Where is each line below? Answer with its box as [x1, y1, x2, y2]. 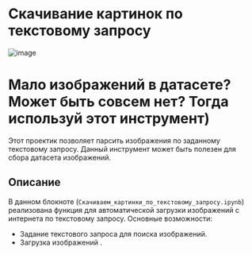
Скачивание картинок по [8, 5, 184, 23]
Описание [8, 176, 61, 189]
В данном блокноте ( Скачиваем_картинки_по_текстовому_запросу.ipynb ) [8, 196, 245, 207]
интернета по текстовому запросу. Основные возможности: [8, 214, 212, 223]
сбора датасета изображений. [8, 153, 112, 162]
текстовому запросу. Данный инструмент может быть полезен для [8, 144, 236, 153]
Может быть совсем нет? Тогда [8, 93, 229, 111]
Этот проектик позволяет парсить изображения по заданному [8, 136, 220, 145]
